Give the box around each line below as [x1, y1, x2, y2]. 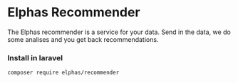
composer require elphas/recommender [7, 69, 120, 77]
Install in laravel [7, 52, 63, 62]
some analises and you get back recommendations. [7, 35, 159, 43]
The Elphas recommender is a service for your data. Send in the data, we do [7, 28, 232, 36]
